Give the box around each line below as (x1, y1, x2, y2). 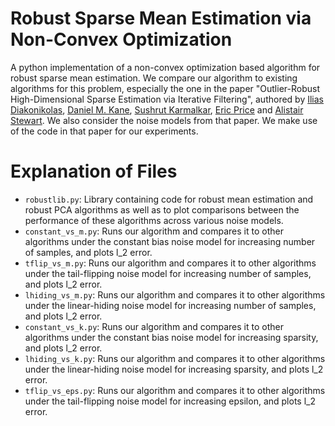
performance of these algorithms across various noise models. (24, 214, 284, 226)
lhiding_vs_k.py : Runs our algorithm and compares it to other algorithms (24, 352, 326, 364)
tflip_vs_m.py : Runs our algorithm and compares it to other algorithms (24, 257, 317, 269)
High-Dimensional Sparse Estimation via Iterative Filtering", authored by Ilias (10, 93, 324, 105)
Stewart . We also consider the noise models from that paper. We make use (10, 114, 318, 126)
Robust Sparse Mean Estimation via (10, 7, 312, 30)
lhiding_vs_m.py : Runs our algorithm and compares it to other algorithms (24, 288, 326, 301)
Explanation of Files (10, 160, 178, 183)
